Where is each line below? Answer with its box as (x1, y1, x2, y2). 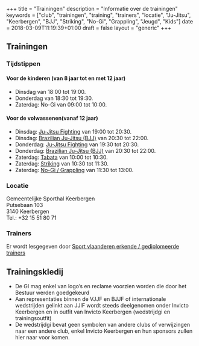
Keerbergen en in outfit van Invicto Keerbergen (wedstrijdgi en (14, 308, 171, 315)
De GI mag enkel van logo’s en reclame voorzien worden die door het (14, 283, 187, 290)
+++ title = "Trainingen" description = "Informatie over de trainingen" (6, 5, 178, 12)
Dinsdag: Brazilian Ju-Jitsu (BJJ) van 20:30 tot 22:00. (14, 134, 149, 141)
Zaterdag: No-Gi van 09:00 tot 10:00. (14, 100, 107, 108)
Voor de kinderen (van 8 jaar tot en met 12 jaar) (6, 75, 126, 82)
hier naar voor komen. (14, 334, 71, 341)
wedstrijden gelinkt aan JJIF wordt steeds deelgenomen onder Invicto (14, 302, 189, 309)
